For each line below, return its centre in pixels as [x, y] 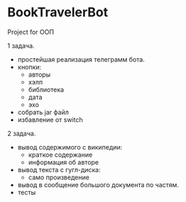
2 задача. [22, 133]
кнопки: [29, 67]
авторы [39, 74]
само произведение [59, 177]
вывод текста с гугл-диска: [59, 169]
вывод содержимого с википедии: [70, 147]
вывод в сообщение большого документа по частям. [98, 184]
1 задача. [21, 45]
